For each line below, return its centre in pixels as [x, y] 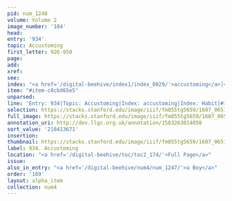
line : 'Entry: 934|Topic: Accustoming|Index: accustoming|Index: [103, 104]
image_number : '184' [37, 26]
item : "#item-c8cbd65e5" [43, 90]
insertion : [23, 135]
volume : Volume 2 [32, 20]
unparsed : [21, 97]
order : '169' [26, 174]
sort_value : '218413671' [43, 129]
